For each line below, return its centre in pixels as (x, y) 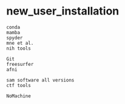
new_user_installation (63, 11)
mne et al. (20, 43)
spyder (15, 37)
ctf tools (19, 85)
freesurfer (20, 64)
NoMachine (19, 96)
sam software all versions (40, 80)
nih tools (19, 48)
